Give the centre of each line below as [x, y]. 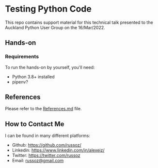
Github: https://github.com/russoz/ [47, 145]
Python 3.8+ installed [33, 77]
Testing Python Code [48, 9]
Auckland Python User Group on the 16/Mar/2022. [55, 27]
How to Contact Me [35, 124]
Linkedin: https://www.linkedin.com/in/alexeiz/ [58, 150]
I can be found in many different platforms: [48, 136]
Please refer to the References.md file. [43, 109]
